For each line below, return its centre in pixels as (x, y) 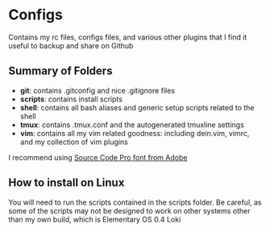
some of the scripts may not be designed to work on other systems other (130, 210)
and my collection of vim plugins (74, 142)
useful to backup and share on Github (71, 45)
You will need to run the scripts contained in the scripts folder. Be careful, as (135, 202)
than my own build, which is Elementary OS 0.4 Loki (95, 219)
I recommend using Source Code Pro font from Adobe (98, 157)
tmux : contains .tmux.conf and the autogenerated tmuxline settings (132, 124)
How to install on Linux (66, 183)
